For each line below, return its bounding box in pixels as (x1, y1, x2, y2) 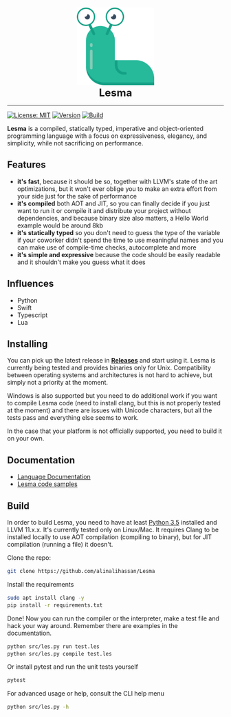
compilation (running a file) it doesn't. (7, 541, 113, 549)
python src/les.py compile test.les (7, 650, 112, 657)
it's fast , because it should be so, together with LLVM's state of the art (16, 177, 218, 185)
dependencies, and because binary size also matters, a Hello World (16, 214, 208, 222)
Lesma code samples (16, 480, 78, 488)
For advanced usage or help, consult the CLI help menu (7, 689, 165, 698)
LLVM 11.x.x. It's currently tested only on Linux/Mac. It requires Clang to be (7, 525, 219, 534)
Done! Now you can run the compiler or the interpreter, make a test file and (7, 614, 220, 623)
